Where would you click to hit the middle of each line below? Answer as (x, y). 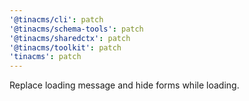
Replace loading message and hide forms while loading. (124, 85)
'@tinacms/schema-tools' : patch (76, 29)
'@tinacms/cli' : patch (56, 19)
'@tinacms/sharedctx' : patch (70, 38)
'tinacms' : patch (45, 57)
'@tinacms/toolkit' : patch (65, 47)
